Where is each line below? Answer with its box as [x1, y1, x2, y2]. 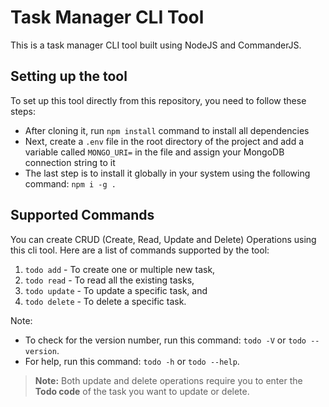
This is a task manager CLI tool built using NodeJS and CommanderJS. [10, 39, 302, 51]
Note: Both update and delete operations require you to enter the [34, 374, 303, 386]
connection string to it [24, 156, 116, 168]
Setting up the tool [10, 68, 128, 85]
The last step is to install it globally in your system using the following [24, 167, 311, 179]
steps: [10, 105, 36, 117]
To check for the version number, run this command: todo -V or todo [24, 334, 307, 346]
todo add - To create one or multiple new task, [24, 263, 216, 275]
